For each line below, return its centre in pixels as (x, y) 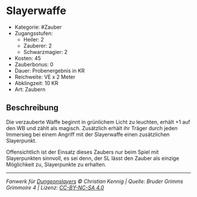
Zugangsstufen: (34, 33)
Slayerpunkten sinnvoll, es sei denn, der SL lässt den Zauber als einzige (93, 158)
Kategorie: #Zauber (38, 27)
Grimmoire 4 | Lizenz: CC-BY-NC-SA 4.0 (55, 187)
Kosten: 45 (28, 58)
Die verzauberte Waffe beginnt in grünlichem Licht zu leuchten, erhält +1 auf (98, 122)
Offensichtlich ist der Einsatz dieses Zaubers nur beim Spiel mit (83, 152)
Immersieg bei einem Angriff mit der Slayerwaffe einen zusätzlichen (88, 134)
